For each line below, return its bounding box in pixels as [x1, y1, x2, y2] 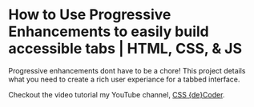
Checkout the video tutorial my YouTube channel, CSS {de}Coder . [8, 89, 225, 99]
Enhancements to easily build [8, 22, 210, 41]
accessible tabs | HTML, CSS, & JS [8, 40, 243, 57]
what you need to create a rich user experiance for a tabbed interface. [8, 74, 240, 84]
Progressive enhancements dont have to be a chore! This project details [8, 65, 246, 75]
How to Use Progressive [8, 6, 171, 24]
